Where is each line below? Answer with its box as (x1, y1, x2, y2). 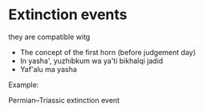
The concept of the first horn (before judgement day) (19, 47, 197, 57)
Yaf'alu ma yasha (19, 64, 78, 73)
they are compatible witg (8, 32, 91, 42)
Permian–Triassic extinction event (8, 95, 120, 105)
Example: (8, 80, 39, 89)
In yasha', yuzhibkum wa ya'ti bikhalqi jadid (19, 56, 164, 65)
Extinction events (8, 6, 128, 24)
